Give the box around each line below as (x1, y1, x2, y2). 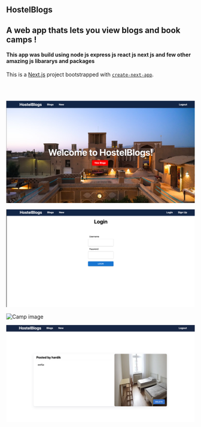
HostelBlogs (6, 5, 53, 15)
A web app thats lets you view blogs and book (6, 25, 181, 35)
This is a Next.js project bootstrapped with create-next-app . (6, 71, 154, 78)
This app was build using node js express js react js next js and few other (6, 51, 191, 59)
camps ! (6, 34, 37, 44)
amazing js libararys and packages (6, 57, 95, 65)
